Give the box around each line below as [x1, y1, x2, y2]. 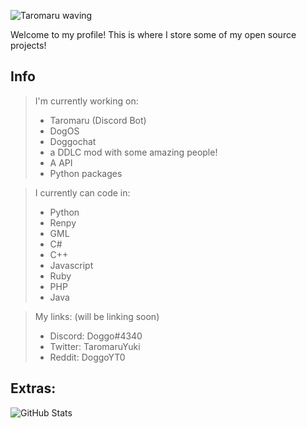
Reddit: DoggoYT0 [49, 351, 126, 363]
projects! [10, 40, 47, 51]
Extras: [10, 380, 57, 397]
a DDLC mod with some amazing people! [49, 146, 218, 158]
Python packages [49, 167, 123, 179]
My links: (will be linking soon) [34, 310, 160, 322]
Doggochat [49, 135, 97, 147]
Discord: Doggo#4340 [49, 330, 143, 342]
